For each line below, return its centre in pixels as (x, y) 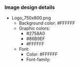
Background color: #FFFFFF (47, 23)
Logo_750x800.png (31, 18)
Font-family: (38, 60)
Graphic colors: (34, 28)
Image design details (30, 7)
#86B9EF (36, 39)
